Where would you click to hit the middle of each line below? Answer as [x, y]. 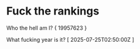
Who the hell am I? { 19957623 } [47, 28]
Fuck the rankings [53, 11]
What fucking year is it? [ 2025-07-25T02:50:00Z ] [70, 39]
